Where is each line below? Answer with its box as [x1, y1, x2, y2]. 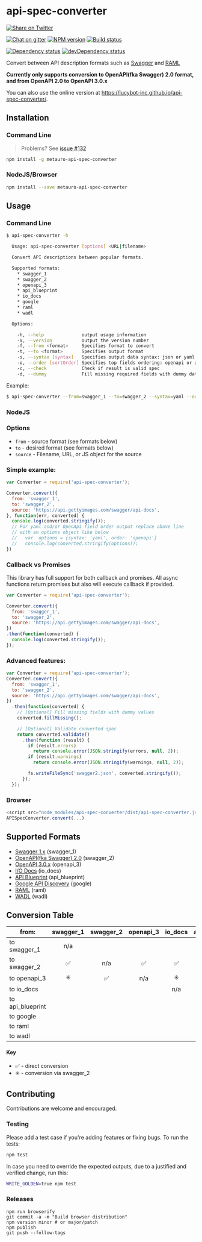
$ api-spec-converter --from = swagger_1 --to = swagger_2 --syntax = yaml [6, 394, 185, 400]
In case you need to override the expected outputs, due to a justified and [6, 1162, 187, 1170]
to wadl [9, 1032, 30, 1040]
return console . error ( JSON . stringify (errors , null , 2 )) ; [32, 748, 179, 754]
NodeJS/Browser [6, 171, 58, 179]
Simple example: [6, 465, 56, 474]
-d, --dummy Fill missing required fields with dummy [17, 371, 187, 377]
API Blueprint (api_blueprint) [14, 873, 85, 880]
